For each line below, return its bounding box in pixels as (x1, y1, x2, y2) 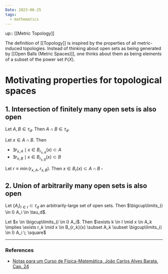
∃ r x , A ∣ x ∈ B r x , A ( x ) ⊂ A (12, 147, 61, 155)
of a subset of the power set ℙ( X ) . (5, 56, 75, 63)
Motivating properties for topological (5, 74, 162, 86)
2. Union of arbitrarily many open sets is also (5, 181, 147, 190)
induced (5, 46, 22, 52)
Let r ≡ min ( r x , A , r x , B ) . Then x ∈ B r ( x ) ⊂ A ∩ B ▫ (5, 166, 103, 173)
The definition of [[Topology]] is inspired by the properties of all (5, 40, 136, 46)
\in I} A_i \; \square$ (5, 229, 46, 235)
